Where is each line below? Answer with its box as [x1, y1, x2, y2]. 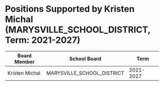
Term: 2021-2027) [5, 35, 81, 46]
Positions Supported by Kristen [5, 3, 135, 15]
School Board [69, 55, 102, 62]
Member [14, 58, 35, 65]
